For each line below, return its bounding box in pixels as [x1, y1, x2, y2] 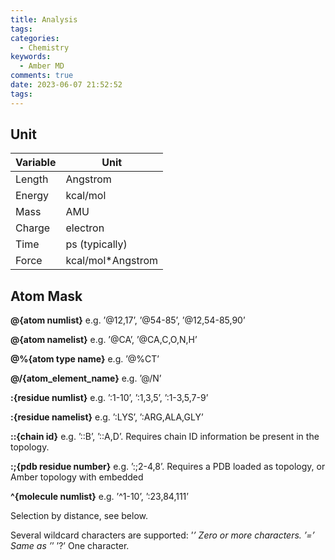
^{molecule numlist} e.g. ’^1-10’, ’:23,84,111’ [10, 491, 189, 503]
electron [65, 221, 105, 235]
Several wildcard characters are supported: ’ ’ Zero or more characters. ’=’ [10, 529, 315, 541]
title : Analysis [10, 14, 78, 25]
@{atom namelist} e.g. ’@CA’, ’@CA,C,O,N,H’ [10, 334, 198, 346]
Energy [15, 189, 49, 203]
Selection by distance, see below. [10, 510, 149, 522]
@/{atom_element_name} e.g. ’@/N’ [10, 372, 162, 385]
